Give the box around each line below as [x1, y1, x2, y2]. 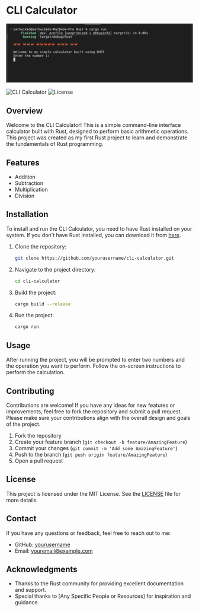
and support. [14, 586, 46, 594]
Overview [6, 106, 43, 116]
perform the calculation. [6, 369, 65, 376]
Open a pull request [14, 457, 63, 464]
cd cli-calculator [14, 278, 60, 284]
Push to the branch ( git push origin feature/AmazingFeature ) [14, 451, 168, 458]
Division [14, 192, 34, 199]
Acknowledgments [6, 564, 78, 574]
